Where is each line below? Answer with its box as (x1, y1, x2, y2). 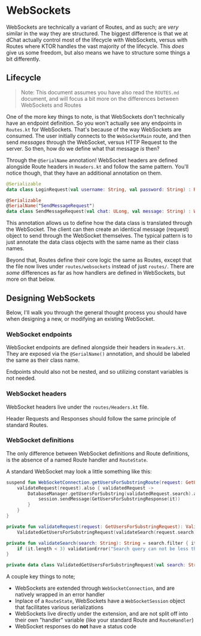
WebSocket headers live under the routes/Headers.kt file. (6, 403, 149, 410)
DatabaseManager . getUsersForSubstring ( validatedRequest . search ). (28, 490, 194, 497)
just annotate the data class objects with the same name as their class (6, 238, 179, 246)
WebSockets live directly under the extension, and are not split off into (14, 610, 188, 617)
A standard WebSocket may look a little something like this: (6, 467, 152, 475)
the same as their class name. (6, 356, 80, 364)
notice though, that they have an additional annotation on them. (6, 169, 163, 176)
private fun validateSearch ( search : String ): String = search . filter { (6, 540, 188, 546)
